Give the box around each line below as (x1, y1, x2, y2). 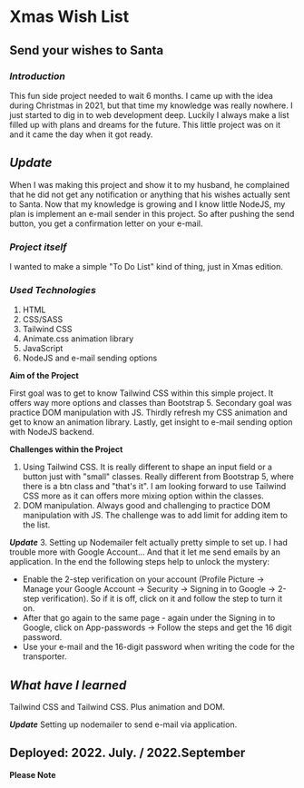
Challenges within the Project (9, 444, 123, 455)
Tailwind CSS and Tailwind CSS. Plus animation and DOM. (9, 702, 225, 713)
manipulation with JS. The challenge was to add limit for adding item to (22, 510, 289, 521)
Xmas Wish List (9, 6, 130, 27)
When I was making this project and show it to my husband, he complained (9, 179, 290, 190)
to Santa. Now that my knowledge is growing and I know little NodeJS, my (9, 198, 286, 210)
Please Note (9, 769, 56, 780)
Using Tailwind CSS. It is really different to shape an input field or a (22, 461, 272, 473)
